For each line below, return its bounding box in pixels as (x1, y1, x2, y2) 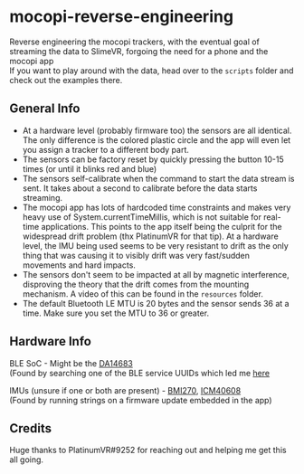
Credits (9, 421, 52, 436)
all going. (9, 454, 43, 465)
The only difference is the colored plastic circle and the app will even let (22, 134, 291, 146)
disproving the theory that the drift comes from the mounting (22, 279, 250, 289)
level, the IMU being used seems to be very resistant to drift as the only (22, 240, 290, 251)
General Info (9, 101, 81, 117)
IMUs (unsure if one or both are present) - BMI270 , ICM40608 (9, 384, 242, 395)
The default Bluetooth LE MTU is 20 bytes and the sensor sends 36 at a (22, 298, 290, 308)
